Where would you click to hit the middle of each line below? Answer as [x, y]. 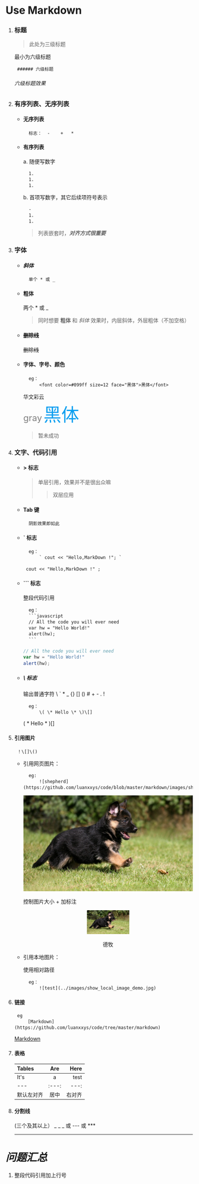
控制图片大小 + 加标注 [50, 902]
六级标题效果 [30, 84]
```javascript [46, 616]
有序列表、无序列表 [42, 104]
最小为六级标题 [32, 57]
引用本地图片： [41, 957]
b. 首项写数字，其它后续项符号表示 [65, 197]
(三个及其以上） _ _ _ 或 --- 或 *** [55, 1126]
